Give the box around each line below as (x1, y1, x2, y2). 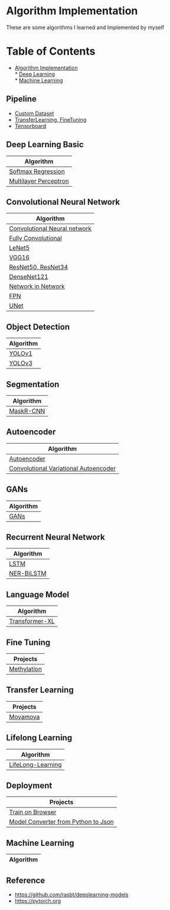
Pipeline (6, 94, 37, 104)
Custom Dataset (14, 110, 54, 117)
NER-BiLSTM (9, 569, 47, 578)
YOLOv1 (9, 349, 32, 358)
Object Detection (6, 322, 70, 332)
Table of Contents (6, 44, 96, 58)
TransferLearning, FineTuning (14, 116, 87, 123)
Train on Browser (9, 808, 57, 816)
